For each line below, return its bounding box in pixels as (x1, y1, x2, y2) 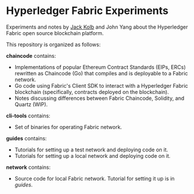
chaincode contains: (6, 52, 56, 59)
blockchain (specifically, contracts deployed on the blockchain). (14, 88, 169, 95)
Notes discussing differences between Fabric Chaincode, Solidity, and (14, 95, 185, 102)
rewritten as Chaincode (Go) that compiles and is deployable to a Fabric (14, 70, 189, 77)
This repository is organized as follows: (6, 41, 101, 48)
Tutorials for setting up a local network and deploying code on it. (14, 152, 171, 159)
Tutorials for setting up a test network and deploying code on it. (14, 146, 168, 153)
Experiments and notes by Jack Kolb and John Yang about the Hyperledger (6, 23, 189, 30)
